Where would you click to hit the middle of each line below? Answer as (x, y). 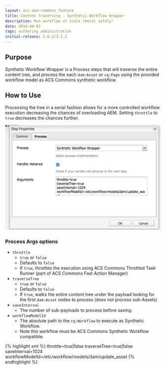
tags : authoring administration (38, 31)
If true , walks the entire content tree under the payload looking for (87, 295)
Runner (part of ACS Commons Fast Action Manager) (74, 273)
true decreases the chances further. (42, 118)
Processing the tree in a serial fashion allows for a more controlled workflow (83, 107)
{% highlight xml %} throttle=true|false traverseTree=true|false (69, 346)
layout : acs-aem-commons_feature (40, 10)
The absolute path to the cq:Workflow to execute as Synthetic (82, 321)
